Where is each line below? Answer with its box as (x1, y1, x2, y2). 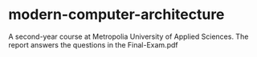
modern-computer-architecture (8, 6, 225, 24)
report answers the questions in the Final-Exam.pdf (8, 40, 178, 49)
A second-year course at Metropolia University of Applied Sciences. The (8, 32, 249, 41)
